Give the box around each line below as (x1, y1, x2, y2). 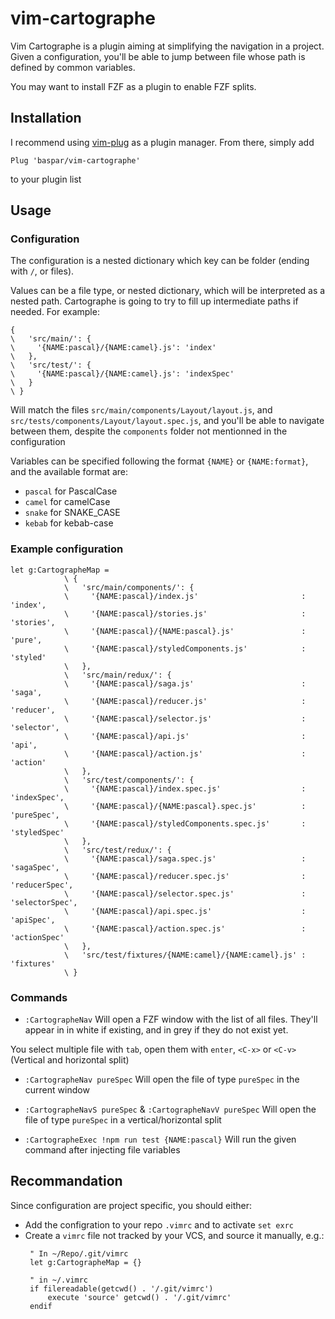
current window (24, 1084, 90, 1096)
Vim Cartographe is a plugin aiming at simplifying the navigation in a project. (10, 40, 325, 52)
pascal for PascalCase (24, 485, 118, 497)
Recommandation (10, 1173, 123, 1190)
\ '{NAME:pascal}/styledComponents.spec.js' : (63, 818, 307, 829)
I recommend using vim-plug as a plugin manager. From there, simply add (10, 136, 315, 148)
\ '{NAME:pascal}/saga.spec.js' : (63, 853, 307, 864)
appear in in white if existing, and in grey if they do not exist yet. (24, 1024, 289, 1036)
